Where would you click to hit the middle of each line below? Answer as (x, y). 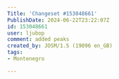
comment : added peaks (38, 39)
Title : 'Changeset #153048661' (52, 14)
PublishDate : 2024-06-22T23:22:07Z (58, 20)
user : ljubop (26, 33)
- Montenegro (26, 59)
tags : (15, 53)
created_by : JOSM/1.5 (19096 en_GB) (60, 46)
